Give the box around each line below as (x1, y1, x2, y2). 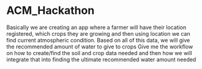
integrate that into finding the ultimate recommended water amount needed (6, 56, 196, 63)
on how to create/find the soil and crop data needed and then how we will (6, 49, 192, 56)
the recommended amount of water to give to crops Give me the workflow (6, 43, 193, 50)
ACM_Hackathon (6, 4, 95, 18)
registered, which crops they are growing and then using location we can (6, 30, 191, 37)
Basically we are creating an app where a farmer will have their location (6, 24, 187, 31)
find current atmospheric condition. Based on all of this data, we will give (6, 36, 190, 44)
